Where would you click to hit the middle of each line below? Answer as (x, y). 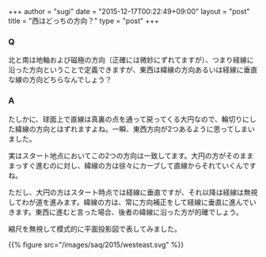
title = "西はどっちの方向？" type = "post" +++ (84, 21)
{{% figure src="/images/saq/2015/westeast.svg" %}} (96, 244)
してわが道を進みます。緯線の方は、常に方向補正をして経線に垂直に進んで (129, 202)
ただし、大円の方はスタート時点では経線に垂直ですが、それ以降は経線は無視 (133, 192)
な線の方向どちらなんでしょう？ (60, 80)
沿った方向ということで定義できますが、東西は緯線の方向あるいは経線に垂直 (133, 70)
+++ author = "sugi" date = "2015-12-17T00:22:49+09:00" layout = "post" (129, 11)
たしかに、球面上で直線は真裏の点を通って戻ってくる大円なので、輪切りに (129, 119)
